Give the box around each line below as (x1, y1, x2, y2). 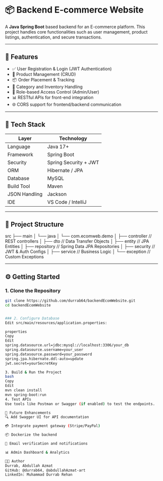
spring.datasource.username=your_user (5, 347, 83, 352)
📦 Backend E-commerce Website (5, 4, 144, 16)
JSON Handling (7, 191, 43, 197)
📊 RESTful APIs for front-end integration (12, 94, 94, 100)
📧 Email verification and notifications (5, 441, 88, 446)
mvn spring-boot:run (5, 392, 47, 397)
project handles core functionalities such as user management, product (5, 29, 148, 35)
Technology (59, 135, 87, 142)
